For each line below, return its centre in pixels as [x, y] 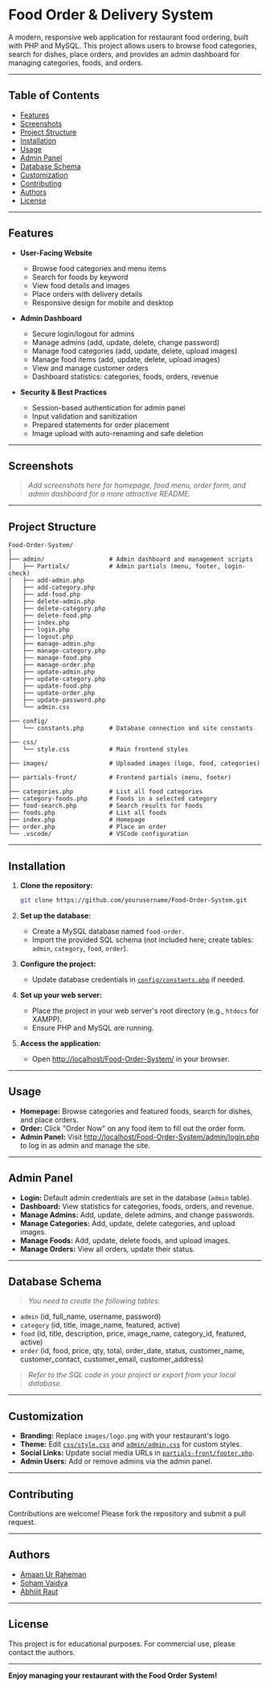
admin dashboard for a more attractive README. [109, 494]
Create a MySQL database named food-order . [108, 931]
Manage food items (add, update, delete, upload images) [126, 359]
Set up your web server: [61, 994]
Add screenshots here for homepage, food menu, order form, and [137, 485]
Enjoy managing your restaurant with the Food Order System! [113, 1675]
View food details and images [81, 285]
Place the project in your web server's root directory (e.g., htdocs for [145, 1011]
